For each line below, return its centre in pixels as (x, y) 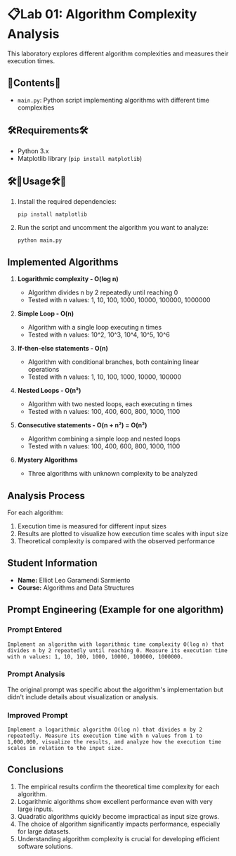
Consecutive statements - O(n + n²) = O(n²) (82, 425)
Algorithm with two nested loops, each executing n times (110, 404)
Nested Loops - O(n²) (49, 391)
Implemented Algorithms (63, 262)
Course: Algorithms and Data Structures (76, 588)
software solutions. (45, 846)
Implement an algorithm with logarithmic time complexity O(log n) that (116, 644)
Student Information (53, 563)
